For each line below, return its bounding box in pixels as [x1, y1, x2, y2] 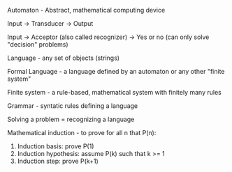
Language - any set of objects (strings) [7, 54, 120, 62]
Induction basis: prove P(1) [17, 142, 94, 150]
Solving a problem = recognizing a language [7, 115, 135, 123]
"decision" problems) [7, 40, 68, 48]
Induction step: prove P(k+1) [17, 157, 99, 165]
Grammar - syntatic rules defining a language [7, 102, 138, 110]
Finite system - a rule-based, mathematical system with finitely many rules [7, 88, 222, 96]
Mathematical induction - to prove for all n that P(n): [7, 129, 157, 136]
